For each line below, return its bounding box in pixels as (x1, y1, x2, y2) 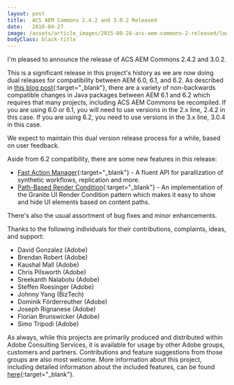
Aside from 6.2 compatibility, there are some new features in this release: (7, 155, 217, 164)
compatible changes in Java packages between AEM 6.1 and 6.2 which (7, 91, 211, 100)
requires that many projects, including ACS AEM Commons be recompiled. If (7, 98, 226, 107)
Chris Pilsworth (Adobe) (17, 268, 86, 276)
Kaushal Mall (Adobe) (17, 260, 79, 269)
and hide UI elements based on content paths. (17, 198, 150, 206)
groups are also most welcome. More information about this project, (7, 356, 202, 364)
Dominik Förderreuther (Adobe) (17, 297, 108, 306)
